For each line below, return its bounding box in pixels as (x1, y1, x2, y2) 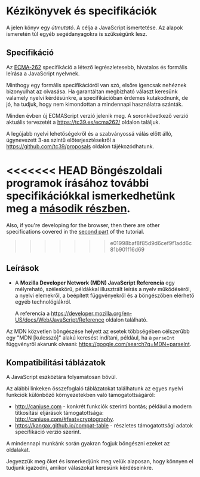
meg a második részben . (6, 201, 131, 215)
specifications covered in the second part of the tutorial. (6, 228, 144, 235)
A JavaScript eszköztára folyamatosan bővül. (6, 374, 118, 381)
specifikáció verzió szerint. (14, 429, 82, 436)
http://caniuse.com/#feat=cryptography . (14, 415, 115, 423)
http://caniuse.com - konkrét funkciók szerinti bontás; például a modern (14, 403, 192, 410)
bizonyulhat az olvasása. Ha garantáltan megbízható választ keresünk (6, 88, 178, 95)
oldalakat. (6, 447, 30, 454)
